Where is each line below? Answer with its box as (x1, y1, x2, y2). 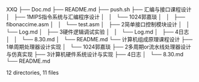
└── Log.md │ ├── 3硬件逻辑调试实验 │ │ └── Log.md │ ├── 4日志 (6, 28, 189, 35)
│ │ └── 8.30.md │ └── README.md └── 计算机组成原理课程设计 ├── (6, 36, 193, 42)
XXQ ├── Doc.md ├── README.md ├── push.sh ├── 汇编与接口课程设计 (6, 6, 192, 13)
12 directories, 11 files (6, 69, 59, 76)
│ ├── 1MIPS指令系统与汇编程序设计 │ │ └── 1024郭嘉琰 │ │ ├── (6, 13, 185, 20)
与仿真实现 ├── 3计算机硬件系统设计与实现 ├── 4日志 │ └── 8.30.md (6, 51, 184, 57)
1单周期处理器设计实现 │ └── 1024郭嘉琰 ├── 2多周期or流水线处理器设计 (6, 43, 191, 50)
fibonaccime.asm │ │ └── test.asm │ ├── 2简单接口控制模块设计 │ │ (6, 21, 190, 28)
